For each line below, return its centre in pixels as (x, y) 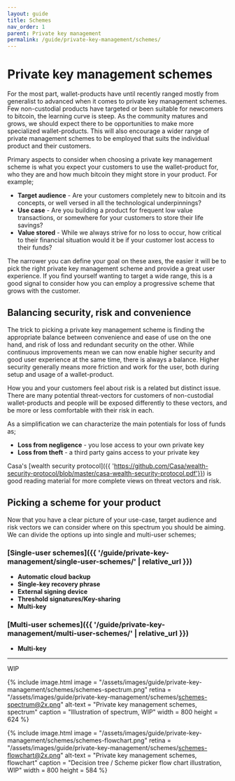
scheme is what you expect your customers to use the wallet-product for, (113, 167)
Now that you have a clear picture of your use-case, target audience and (112, 520)
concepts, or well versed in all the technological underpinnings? (109, 203)
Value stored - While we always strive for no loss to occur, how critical (119, 233)
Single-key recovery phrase (59, 584)
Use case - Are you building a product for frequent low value (105, 210)
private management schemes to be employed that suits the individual (108, 139)
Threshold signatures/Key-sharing (69, 599)
